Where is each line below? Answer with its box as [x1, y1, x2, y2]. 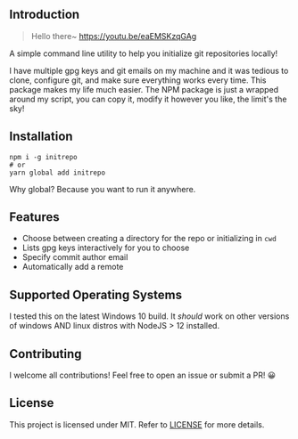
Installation [9, 129, 73, 144]
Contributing [9, 346, 82, 362]
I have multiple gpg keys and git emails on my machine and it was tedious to [9, 65, 289, 76]
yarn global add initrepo [9, 168, 105, 177]
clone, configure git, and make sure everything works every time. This [9, 75, 267, 85]
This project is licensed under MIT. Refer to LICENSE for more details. [9, 419, 265, 430]
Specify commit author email [21, 252, 128, 263]
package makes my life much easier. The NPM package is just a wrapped [9, 84, 279, 94]
